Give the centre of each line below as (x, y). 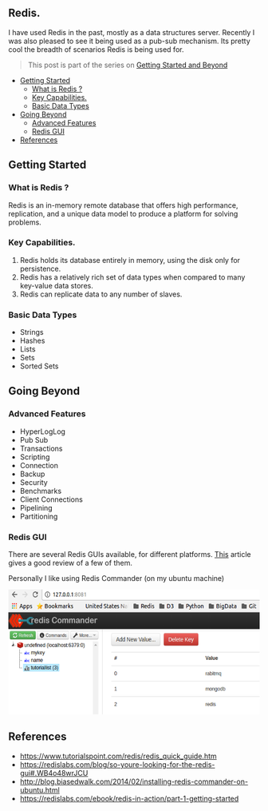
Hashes (32, 341)
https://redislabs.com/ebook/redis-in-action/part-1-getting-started (129, 798)
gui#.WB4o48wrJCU (54, 773)
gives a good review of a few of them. (71, 563)
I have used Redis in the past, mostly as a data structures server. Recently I (132, 32)
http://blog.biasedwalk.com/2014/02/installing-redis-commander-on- (134, 781)
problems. (25, 222)
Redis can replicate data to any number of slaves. (101, 294)
